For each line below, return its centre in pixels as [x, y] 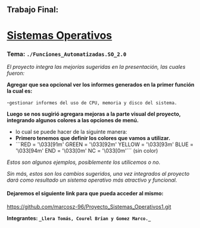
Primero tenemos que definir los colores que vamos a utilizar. [93, 138]
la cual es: [20, 91]
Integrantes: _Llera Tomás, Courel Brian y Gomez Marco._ [79, 218]
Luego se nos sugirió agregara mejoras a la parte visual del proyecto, [94, 114]
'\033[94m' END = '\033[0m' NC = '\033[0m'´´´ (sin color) [87, 150]
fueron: [16, 73]
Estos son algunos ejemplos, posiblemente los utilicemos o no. [84, 162]
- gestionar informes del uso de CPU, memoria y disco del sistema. [92, 102]
